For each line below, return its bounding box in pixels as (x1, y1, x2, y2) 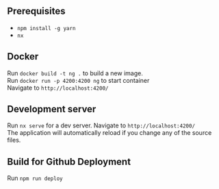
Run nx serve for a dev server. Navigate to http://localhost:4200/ (7, 121, 196, 129)
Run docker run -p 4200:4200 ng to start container (7, 76, 150, 84)
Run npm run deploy (7, 174, 63, 182)
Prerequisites (7, 5, 66, 17)
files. (7, 136, 21, 144)
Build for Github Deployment (7, 155, 131, 167)
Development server (7, 103, 96, 115)
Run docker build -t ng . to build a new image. (7, 68, 144, 77)
